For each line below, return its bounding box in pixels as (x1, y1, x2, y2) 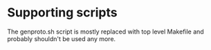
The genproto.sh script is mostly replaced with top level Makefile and (7, 27, 204, 36)
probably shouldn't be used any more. (7, 34, 116, 42)
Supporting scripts (7, 5, 118, 21)
